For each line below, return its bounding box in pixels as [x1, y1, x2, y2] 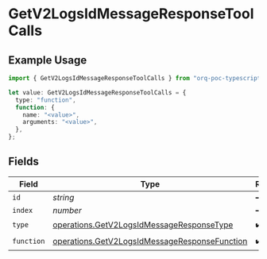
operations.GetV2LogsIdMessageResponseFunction [52, 236, 248, 247]
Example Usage [8, 53, 87, 67]
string [52, 191, 75, 203]
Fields [8, 155, 40, 168]
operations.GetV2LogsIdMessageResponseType [52, 219, 234, 230]
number [52, 204, 82, 215]
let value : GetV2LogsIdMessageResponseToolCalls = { [8, 88, 187, 96]
